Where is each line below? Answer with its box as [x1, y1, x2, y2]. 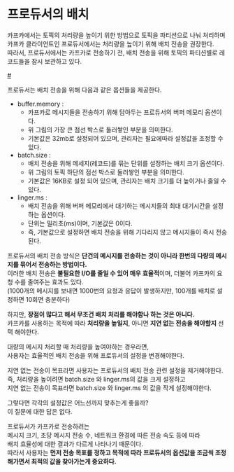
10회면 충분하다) [25, 295, 71, 303]
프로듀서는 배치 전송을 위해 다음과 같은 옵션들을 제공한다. [7, 85, 162, 94]
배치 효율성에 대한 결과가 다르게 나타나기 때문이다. [7, 439, 144, 448]
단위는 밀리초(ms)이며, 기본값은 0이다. [27, 218, 133, 228]
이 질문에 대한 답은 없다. [7, 407, 73, 415]
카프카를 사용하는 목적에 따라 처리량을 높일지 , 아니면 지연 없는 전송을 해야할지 [7, 319, 217, 327]
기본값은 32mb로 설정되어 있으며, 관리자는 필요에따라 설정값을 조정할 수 [27, 134, 224, 142]
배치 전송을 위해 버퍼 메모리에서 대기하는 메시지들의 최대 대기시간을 [27, 201, 211, 210]
